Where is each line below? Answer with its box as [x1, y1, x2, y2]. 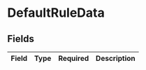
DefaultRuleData [7, 5, 105, 21]
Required [58, 54, 89, 63]
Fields [7, 33, 35, 45]
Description [95, 54, 136, 63]
